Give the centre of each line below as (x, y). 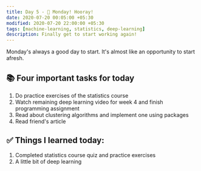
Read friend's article (40, 121)
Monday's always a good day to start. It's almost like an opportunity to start (101, 52)
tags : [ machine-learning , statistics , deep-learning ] (76, 29)
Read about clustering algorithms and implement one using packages (102, 115)
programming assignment (47, 108)
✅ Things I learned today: (55, 140)
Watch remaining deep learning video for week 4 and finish (89, 102)
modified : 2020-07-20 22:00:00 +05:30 (55, 23)
